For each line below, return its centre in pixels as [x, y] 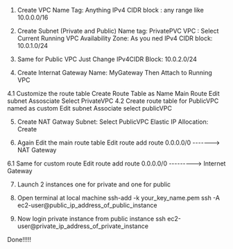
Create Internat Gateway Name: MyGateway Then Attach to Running [115, 73]
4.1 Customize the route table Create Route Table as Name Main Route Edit [113, 94]
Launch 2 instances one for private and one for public [94, 184]
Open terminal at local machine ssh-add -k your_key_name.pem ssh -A [119, 198]
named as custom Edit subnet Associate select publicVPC [89, 108]
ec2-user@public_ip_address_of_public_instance [87, 205]
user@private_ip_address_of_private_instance [83, 226]
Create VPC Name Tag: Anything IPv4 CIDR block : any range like [111, 10]
